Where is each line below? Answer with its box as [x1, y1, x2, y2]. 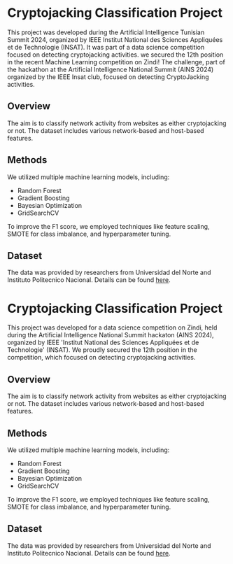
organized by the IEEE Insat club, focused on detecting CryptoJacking [7, 72, 209, 81]
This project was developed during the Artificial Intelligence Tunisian [7, 28, 205, 36]
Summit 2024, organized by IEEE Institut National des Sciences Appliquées [7, 35, 223, 43]
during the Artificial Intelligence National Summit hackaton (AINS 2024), [7, 331, 215, 339]
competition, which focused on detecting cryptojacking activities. [7, 353, 196, 362]
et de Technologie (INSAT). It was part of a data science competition [7, 43, 205, 51]
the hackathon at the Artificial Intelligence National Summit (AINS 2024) [7, 65, 214, 73]
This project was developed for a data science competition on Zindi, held [7, 323, 218, 332]
